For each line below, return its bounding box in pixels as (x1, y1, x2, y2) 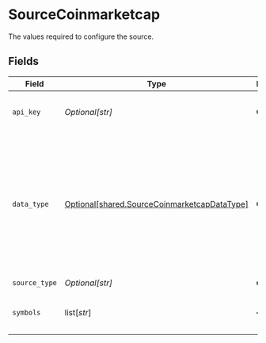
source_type (12, 279, 58, 288)
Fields (8, 55, 40, 68)
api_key (12, 107, 41, 116)
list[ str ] (64, 307, 92, 318)
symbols (12, 307, 41, 317)
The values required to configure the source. (8, 32, 154, 41)
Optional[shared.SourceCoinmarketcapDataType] (64, 198, 249, 209)
